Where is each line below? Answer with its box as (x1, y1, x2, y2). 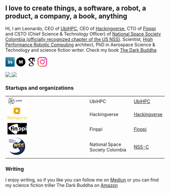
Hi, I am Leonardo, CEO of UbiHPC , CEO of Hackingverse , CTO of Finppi (5, 25, 156, 31)
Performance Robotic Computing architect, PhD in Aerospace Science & (5, 42, 156, 48)
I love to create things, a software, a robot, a (5, 4, 147, 13)
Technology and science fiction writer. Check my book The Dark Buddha (5, 47, 157, 53)
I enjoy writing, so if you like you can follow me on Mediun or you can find (5, 177, 159, 183)
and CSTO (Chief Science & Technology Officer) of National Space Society (5, 30, 161, 37)
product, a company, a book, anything (5, 12, 127, 21)
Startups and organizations (5, 84, 74, 91)
